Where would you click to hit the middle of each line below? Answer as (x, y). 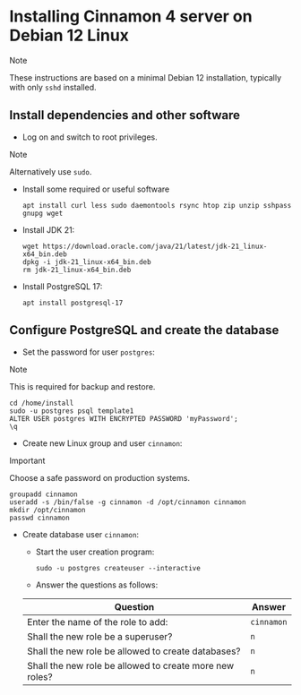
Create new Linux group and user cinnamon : (102, 443)
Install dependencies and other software (125, 115)
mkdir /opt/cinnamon (48, 510)
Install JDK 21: (48, 229)
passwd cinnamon (39, 518)
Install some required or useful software (96, 189)
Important (27, 460)
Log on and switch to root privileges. (90, 137)
